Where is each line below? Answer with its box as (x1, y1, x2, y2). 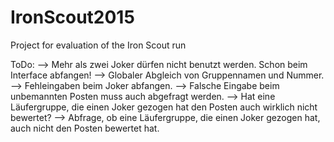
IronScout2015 (10, 6, 135, 29)
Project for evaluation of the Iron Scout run (10, 39, 187, 51)
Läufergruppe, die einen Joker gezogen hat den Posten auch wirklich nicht (10, 101, 318, 113)
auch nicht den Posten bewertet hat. (10, 122, 160, 134)
